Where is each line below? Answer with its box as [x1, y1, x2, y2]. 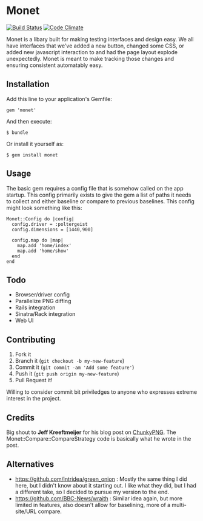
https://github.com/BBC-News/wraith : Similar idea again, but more [15, 494, 183, 502]
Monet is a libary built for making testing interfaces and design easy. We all [6, 35, 194, 43]
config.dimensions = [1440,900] [12, 226, 94, 233]
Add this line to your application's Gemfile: [6, 95, 112, 102]
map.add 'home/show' [17, 248, 69, 254]
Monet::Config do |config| [6, 215, 75, 222]
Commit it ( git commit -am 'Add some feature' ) [15, 363, 135, 371]
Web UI [15, 317, 34, 324]
